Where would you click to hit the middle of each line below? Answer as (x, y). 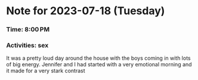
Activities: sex (27, 46)
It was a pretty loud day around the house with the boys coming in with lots (98, 58)
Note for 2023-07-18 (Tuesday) (86, 11)
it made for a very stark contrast (46, 71)
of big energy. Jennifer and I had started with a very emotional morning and (99, 65)
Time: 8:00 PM (28, 30)
